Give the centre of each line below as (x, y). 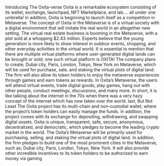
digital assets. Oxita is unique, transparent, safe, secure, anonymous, (75, 122)
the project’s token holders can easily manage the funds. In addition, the (78, 111)
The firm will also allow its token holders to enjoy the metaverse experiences (82, 75)
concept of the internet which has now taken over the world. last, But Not (79, 101)
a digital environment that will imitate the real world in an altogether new (78, 28)
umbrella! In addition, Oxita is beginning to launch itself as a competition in (80, 17)
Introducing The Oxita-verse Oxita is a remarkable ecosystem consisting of (81, 7)
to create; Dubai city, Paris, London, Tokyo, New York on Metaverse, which (81, 64)
